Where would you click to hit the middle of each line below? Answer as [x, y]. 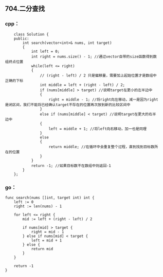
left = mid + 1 [46, 240]
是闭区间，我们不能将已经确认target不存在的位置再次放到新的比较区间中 [68, 105]
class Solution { [31, 34]
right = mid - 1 [47, 232]
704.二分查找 [25, 9]
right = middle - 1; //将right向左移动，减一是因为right [103, 99]
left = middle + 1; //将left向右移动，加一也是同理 [98, 129]
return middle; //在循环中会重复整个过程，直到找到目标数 [101, 147]
